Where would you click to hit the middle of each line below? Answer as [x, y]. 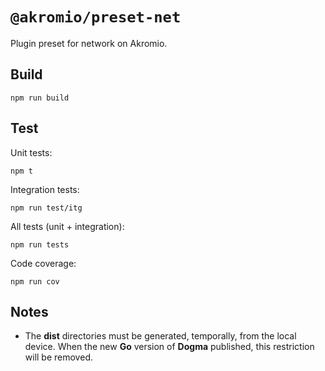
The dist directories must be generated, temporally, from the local [160, 336]
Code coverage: [43, 263]
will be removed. [58, 357]
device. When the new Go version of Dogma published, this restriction [169, 347]
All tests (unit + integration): [67, 226]
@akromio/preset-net [96, 17]
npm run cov [35, 281]
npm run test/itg [46, 208]
